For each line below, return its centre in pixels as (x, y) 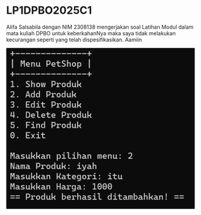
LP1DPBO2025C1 (49, 10)
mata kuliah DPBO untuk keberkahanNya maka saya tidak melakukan (91, 33)
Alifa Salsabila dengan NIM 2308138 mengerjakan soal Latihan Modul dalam (100, 27)
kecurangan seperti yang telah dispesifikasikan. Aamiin (74, 39)
